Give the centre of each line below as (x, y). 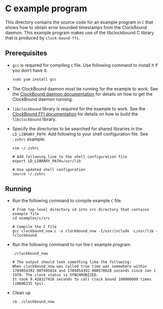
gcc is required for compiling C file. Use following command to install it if (85, 65)
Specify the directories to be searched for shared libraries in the (77, 129)
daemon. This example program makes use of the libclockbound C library (80, 32)
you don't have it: (30, 70)
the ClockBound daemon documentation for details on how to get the (82, 94)
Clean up (21, 293)
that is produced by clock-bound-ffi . (43, 38)
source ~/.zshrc (29, 174)
